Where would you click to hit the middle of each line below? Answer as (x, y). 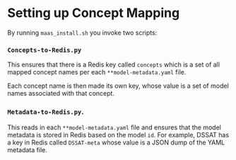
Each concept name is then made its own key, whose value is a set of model (118, 86)
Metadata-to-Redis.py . (46, 112)
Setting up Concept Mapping (94, 13)
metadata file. (27, 149)
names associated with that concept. (61, 93)
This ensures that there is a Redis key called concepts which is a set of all (114, 64)
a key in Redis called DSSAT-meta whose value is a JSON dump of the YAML (116, 142)
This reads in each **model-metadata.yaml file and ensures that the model (114, 127)
